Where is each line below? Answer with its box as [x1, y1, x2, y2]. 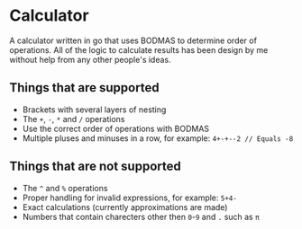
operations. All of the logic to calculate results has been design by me [9, 44, 269, 55]
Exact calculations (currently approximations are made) [22, 201, 228, 212]
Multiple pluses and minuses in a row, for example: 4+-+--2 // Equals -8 [22, 132, 294, 144]
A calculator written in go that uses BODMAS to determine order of [9, 35, 257, 46]
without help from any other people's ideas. [9, 54, 171, 65]
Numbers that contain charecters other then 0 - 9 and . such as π [22, 211, 260, 222]
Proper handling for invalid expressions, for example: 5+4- [22, 192, 237, 203]
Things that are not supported [9, 159, 182, 174]
